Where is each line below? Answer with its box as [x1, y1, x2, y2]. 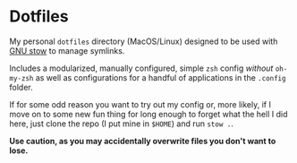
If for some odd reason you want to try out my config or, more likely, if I [9, 99, 271, 109]
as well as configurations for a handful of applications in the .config [35, 72, 286, 82]
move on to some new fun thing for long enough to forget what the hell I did [9, 108, 288, 119]
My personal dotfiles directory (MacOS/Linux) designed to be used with [9, 36, 278, 47]
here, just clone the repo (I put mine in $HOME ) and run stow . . [9, 118, 234, 129]
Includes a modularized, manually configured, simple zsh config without [9, 63, 274, 73]
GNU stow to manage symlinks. [9, 45, 125, 56]
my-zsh [9, 73, 34, 82]
